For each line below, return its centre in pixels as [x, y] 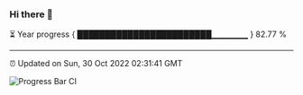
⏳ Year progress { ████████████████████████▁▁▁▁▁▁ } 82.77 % [148, 34]
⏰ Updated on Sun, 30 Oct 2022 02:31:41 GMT [96, 64]
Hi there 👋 [32, 14]
